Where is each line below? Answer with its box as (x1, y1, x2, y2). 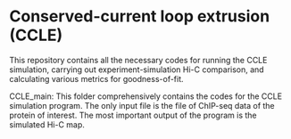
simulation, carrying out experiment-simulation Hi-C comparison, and (9, 64, 265, 75)
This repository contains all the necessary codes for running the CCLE (9, 54, 268, 65)
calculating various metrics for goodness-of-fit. (9, 73, 185, 84)
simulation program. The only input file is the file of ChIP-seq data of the (9, 100, 275, 110)
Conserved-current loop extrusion (9, 6, 270, 27)
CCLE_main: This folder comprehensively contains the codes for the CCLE (9, 91, 283, 102)
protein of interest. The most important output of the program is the (9, 110, 257, 120)
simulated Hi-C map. (9, 119, 85, 130)
